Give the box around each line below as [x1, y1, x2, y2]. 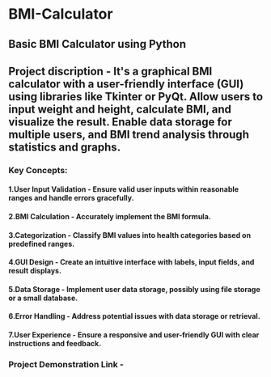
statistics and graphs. [8, 140, 121, 154]
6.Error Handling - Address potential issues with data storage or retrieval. [8, 311, 260, 321]
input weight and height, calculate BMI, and [8, 102, 232, 116]
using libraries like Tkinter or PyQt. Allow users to [8, 90, 264, 104]
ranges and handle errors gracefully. [8, 193, 135, 203]
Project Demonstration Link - [8, 358, 124, 370]
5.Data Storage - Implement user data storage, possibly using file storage [8, 284, 260, 294]
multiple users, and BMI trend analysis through [8, 127, 249, 142]
